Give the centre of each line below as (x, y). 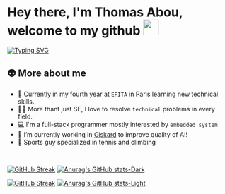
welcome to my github (74, 31)
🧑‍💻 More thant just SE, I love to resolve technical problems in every (116, 109)
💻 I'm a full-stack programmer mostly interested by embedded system (117, 124)
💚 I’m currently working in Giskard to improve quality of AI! (103, 134)
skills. (26, 101)
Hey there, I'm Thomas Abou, (95, 12)
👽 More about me (47, 74)
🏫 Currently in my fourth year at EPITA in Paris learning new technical (118, 94)
